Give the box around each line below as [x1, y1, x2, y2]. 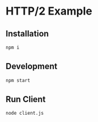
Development [5, 61, 58, 72]
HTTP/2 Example [5, 4, 93, 18]
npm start [5, 77, 31, 83]
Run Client [5, 94, 46, 104]
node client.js [5, 110, 44, 117]
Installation [5, 29, 49, 39]
